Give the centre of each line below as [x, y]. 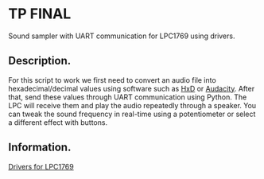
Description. [40, 61]
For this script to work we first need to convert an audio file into [112, 80]
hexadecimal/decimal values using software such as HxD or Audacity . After [132, 88]
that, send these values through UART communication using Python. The [128, 97]
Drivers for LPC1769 [41, 166]
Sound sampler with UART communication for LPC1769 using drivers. [122, 36]
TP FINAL [40, 14]
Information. [40, 148]
